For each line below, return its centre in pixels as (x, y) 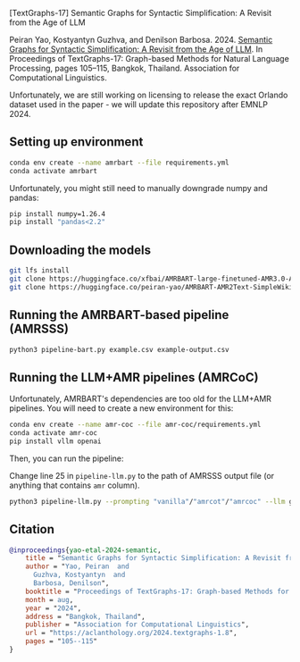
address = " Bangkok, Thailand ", (85, 616)
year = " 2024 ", (54, 608)
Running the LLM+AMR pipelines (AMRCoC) (134, 377)
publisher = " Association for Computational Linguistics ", (137, 624)
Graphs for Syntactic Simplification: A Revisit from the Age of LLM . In (136, 49)
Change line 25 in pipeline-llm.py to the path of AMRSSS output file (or (142, 475)
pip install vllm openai (55, 441)
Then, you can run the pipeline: (67, 458)
